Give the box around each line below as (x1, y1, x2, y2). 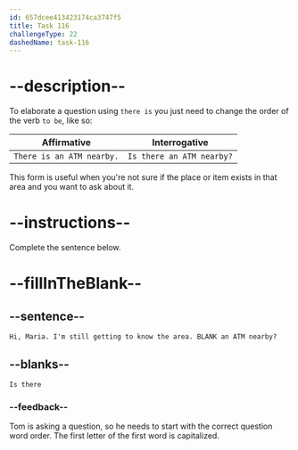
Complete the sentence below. (9, 242, 122, 253)
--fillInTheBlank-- (9, 274, 143, 294)
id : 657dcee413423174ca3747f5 (9, 12, 122, 22)
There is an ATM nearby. (13, 151, 120, 161)
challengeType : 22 (9, 29, 78, 38)
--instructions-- (9, 213, 131, 233)
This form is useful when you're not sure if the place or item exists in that (9, 172, 278, 183)
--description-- (9, 77, 127, 96)
